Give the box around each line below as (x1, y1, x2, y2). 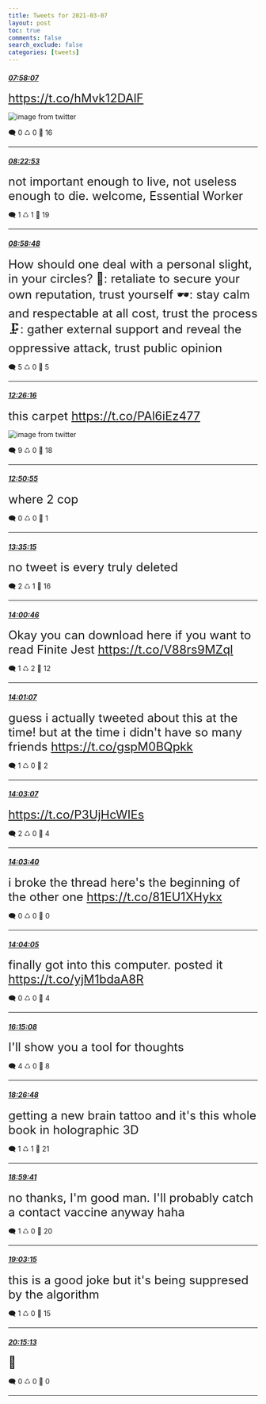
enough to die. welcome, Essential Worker (8, 188, 244, 204)
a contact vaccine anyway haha (8, 1204, 185, 1220)
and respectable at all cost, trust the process (8, 305, 258, 321)
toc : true (8, 26, 41, 34)
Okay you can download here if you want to (8, 627, 252, 643)
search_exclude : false (8, 41, 83, 49)
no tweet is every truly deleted (8, 560, 178, 575)
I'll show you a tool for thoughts (8, 1040, 184, 1055)
